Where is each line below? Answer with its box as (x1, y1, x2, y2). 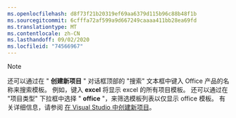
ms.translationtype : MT (7, 23, 77, 30)
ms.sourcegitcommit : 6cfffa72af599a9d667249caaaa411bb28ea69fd (7, 17, 197, 24)
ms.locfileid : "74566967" (7, 43, 83, 50)
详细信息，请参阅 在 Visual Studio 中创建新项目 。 (13, 103, 156, 111)
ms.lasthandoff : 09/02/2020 (7, 37, 90, 44)
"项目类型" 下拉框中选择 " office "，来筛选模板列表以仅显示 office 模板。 (7, 94, 218, 103)
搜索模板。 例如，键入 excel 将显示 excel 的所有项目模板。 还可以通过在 (19, 86, 228, 93)
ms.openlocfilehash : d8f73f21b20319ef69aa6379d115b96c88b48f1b (7, 10, 197, 18)
